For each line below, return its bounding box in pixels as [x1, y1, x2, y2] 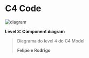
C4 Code [5, 3, 41, 14]
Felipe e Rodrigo [17, 47, 51, 53]
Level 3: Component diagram [5, 28, 65, 34]
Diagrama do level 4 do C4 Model [17, 38, 85, 44]
